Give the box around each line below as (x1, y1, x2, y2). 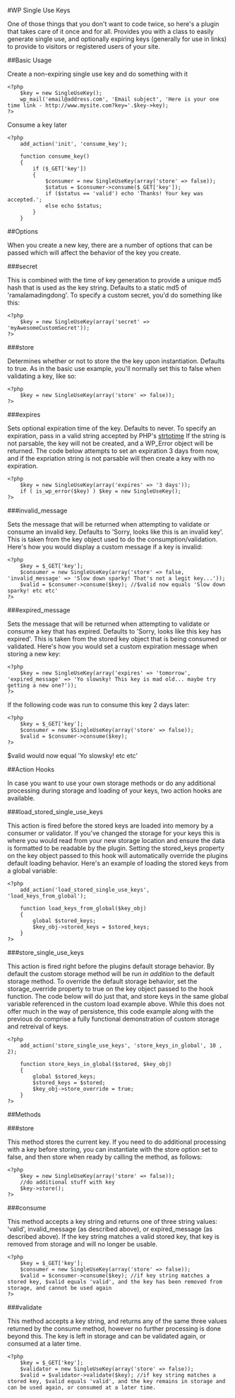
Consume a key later (7, 120, 67, 129)
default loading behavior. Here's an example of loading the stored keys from (7, 859, 229, 867)
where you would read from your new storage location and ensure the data (7, 837, 225, 844)
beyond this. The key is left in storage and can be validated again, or (7, 1332, 206, 1340)
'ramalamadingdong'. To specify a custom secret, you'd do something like (7, 291, 222, 299)
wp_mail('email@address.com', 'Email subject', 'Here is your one (20, 96, 219, 103)
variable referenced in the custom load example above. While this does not (7, 999, 225, 1008)
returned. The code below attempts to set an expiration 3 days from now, (7, 447, 220, 455)
